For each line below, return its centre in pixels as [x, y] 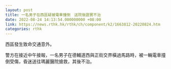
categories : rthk [24, 29]
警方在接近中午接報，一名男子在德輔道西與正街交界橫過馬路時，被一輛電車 [83, 55]
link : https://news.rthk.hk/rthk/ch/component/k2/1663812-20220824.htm [83, 24]
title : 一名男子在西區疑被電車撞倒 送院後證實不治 [53, 15]
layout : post [19, 10]
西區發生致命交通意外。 [30, 44]
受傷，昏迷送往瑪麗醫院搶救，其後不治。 [52, 61]
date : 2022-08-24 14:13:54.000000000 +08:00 [53, 19]
